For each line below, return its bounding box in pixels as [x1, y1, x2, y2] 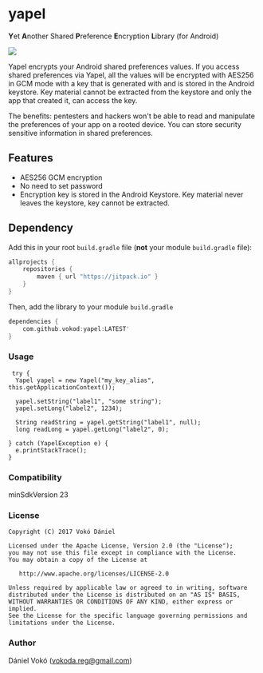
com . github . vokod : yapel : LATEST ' [22, 325, 130, 333]
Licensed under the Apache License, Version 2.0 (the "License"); [8, 542, 234, 550]
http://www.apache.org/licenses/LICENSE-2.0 [18, 570, 170, 578]
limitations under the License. [8, 619, 116, 627]
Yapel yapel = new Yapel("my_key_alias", [15, 376, 155, 384]
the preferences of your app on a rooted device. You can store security [8, 119, 241, 129]
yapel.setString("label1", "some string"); [15, 397, 162, 405]
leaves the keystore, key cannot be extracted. [19, 197, 170, 208]
